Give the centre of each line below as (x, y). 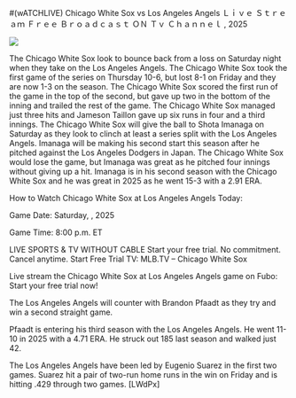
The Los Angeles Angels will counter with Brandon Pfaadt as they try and (143, 303)
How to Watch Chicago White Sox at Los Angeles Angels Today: (126, 198)
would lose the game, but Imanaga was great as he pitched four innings (140, 162)
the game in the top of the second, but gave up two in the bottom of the (140, 96)
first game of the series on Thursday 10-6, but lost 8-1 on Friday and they (143, 77)
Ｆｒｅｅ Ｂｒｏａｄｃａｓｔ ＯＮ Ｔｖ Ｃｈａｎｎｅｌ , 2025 (137, 24)
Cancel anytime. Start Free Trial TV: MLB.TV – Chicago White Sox (129, 259)
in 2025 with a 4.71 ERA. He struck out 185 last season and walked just (148, 339)
